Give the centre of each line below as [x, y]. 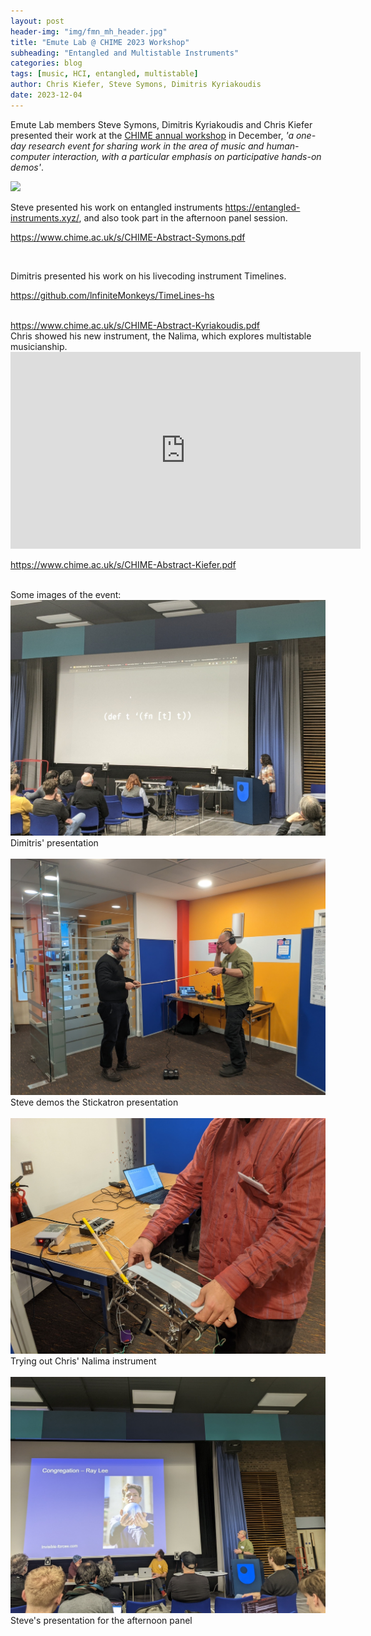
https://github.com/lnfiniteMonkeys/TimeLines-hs [112, 295]
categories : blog [46, 63]
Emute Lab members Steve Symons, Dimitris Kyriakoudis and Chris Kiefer [161, 124]
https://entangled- [262, 207]
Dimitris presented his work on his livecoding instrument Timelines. [148, 276]
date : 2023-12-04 [46, 95]
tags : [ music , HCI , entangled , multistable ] [104, 74]
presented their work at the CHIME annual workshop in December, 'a [152, 135]
